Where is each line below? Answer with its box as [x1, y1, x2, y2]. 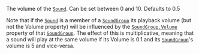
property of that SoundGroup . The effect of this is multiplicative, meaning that [6, 29, 194, 37]
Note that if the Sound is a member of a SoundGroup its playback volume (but [6, 17, 192, 23]
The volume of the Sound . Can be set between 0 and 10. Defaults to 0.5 [6, 5, 180, 12]
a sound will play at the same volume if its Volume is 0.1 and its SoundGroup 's [6, 36, 194, 43]
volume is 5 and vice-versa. [6, 42, 75, 49]
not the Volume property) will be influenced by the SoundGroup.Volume [6, 23, 178, 30]
